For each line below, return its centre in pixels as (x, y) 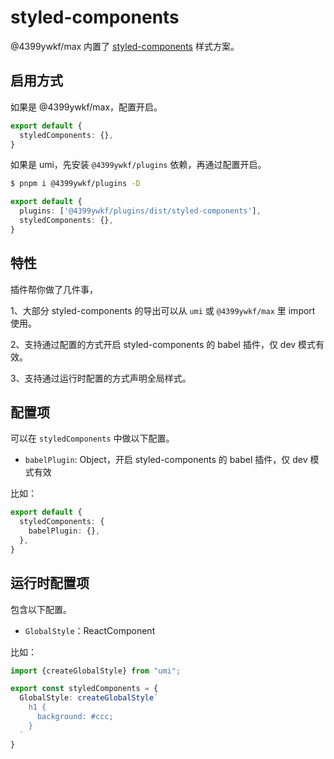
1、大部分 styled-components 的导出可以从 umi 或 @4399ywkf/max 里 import (163, 310)
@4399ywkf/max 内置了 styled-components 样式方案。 (125, 46)
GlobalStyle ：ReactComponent (90, 630)
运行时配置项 (50, 583)
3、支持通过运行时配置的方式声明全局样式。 (101, 378)
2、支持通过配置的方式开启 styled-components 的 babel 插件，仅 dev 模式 (163, 344)
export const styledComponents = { (84, 689)
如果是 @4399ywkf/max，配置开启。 (86, 107)
